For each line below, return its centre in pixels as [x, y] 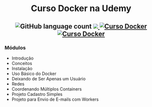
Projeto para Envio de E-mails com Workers [55, 99]
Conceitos [22, 63]
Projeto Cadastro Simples [37, 94]
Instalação [22, 68]
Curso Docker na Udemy [81, 8]
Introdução [23, 58]
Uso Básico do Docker [34, 74]
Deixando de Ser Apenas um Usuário [49, 78]
